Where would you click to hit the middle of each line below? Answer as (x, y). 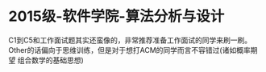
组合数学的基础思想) (51, 60)
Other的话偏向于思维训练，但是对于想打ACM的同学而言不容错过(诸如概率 (130, 50)
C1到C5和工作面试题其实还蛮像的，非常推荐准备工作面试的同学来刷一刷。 (130, 40)
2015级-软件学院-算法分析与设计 (116, 16)
